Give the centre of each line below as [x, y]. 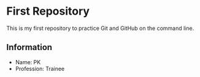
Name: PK [28, 62]
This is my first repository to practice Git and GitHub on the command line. [100, 28]
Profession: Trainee [40, 68]
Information [29, 47]
